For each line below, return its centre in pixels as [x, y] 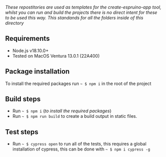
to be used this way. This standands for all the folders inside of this [74, 18]
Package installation [37, 72]
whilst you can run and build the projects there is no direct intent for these [81, 12]
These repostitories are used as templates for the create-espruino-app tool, [83, 7]
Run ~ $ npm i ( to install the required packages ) [62, 111]
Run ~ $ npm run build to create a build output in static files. [75, 116]
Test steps [22, 132]
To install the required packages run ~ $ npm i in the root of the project [78, 83]
